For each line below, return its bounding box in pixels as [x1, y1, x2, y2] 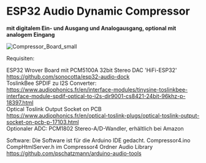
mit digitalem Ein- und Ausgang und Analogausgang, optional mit [6, 24, 177, 32]
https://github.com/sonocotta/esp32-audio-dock [6, 73, 130, 80]
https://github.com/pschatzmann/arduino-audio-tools [6, 150, 142, 157]
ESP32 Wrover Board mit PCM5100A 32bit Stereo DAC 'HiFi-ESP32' [6, 66, 177, 74]
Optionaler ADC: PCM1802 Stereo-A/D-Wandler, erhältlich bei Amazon [6, 125, 184, 132]
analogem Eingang [6, 31, 55, 38]
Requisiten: [6, 54, 35, 62]
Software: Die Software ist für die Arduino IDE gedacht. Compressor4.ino [6, 136, 191, 144]
